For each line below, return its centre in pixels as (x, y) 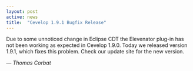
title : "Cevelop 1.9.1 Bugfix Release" (56, 22)
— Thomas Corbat (29, 63)
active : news (22, 17)
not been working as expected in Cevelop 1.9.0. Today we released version (97, 45)
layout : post (22, 11)
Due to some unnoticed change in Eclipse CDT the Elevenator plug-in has (95, 39)
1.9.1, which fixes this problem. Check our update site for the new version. (95, 52)
